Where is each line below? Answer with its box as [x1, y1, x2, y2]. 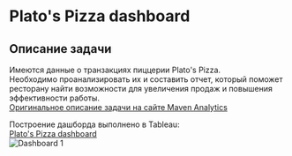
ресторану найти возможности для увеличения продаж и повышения [9, 84, 273, 93]
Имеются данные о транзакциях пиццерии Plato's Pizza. [9, 64, 221, 75]
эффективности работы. [9, 93, 100, 103]
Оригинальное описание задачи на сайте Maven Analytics [9, 102, 228, 112]
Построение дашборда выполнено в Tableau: [9, 119, 180, 130]
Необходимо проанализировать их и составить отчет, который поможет [9, 74, 283, 85]
